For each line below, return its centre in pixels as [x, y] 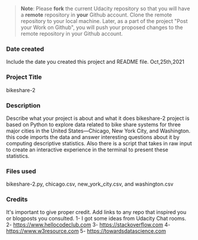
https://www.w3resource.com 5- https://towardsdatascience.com [86, 231]
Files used [21, 171]
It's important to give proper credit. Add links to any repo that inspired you [96, 212]
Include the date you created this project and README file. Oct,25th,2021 [95, 62]
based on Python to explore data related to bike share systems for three [94, 124]
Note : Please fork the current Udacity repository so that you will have [105, 9]
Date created [25, 48]
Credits [17, 199]
